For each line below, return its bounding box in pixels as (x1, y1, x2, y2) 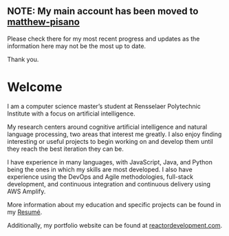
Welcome (7, 79, 63, 95)
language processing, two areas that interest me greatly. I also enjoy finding (7, 130, 222, 138)
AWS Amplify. (7, 187, 46, 195)
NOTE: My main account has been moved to (7, 6, 199, 17)
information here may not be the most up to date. (7, 41, 146, 50)
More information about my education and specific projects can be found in (7, 200, 221, 208)
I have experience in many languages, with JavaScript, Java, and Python (7, 158, 213, 166)
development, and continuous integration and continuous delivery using (7, 180, 211, 188)
